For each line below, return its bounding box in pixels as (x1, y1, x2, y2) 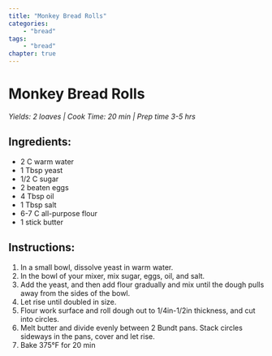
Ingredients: (8, 135, 71, 149)
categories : (8, 20, 49, 28)
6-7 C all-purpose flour (19, 208, 98, 218)
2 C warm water (19, 156, 75, 167)
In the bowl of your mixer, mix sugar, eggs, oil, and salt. (19, 271, 205, 280)
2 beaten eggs (19, 182, 69, 192)
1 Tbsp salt (19, 200, 57, 210)
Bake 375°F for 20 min (19, 340, 96, 349)
